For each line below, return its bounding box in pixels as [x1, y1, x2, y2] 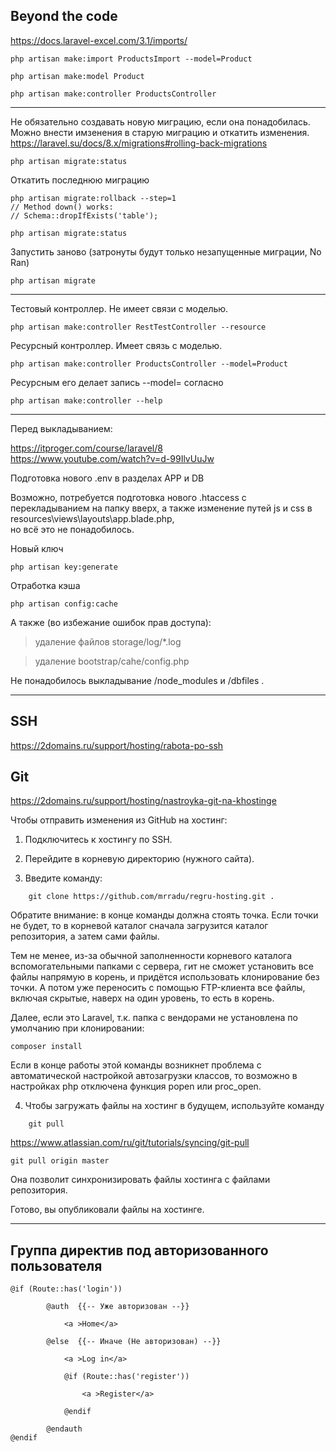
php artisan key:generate [10, 562, 118, 572]
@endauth [46, 1424, 83, 1434]
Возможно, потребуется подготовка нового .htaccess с [10, 491, 247, 503]
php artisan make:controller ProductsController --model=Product [10, 359, 288, 369]
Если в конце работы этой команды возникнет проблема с [10, 1059, 262, 1071]
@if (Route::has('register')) [63, 1372, 190, 1382]
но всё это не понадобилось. [10, 523, 135, 535]
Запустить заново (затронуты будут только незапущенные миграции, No [10, 245, 322, 258]
